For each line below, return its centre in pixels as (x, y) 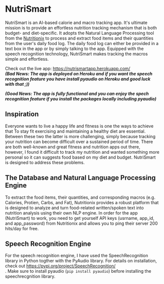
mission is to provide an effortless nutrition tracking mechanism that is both (81, 27)
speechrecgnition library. (30, 276)
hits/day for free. (22, 228)
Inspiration (22, 114)
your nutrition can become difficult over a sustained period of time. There (79, 142)
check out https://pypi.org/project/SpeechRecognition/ (60, 266)
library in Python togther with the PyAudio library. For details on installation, (81, 261)
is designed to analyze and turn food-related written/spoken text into (74, 208)
